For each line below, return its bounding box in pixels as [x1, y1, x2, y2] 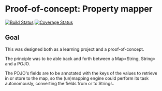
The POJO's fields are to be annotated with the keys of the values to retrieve [5, 70, 158, 76]
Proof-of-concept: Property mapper [5, 3, 153, 15]
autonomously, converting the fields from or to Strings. [5, 80, 114, 86]
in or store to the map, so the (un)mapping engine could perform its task [5, 75, 149, 81]
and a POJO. [5, 61, 30, 66]
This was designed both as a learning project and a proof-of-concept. [5, 46, 144, 52]
